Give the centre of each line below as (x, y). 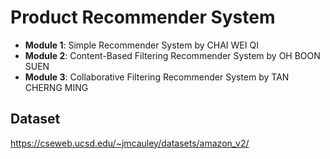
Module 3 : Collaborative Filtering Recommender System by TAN (157, 77)
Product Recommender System (143, 17)
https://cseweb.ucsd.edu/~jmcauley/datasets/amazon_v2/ (130, 143)
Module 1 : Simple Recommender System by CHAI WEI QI (141, 45)
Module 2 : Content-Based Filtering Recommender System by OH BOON (172, 55)
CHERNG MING (56, 87)
